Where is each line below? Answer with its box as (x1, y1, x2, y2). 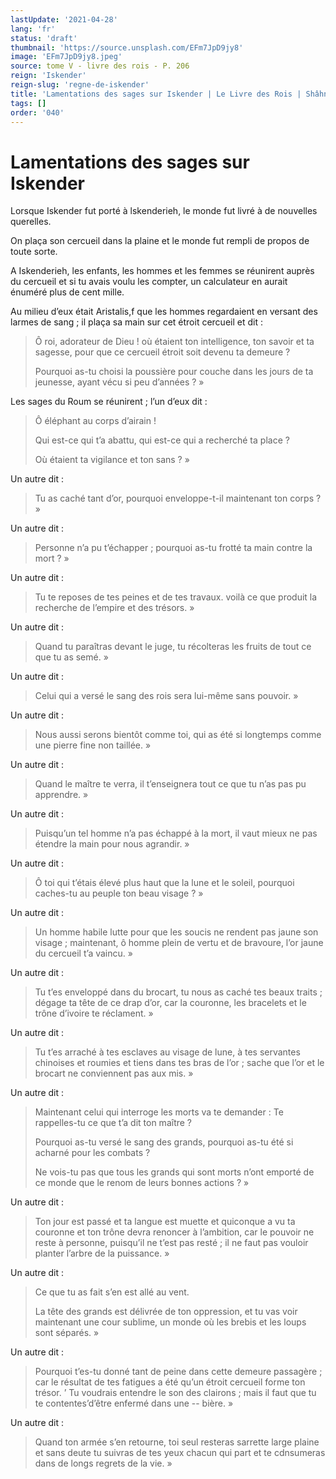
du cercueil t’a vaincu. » (34, 947, 133, 960)
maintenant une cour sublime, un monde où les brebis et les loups (34, 1316, 307, 1328)
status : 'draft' (10, 33, 78, 43)
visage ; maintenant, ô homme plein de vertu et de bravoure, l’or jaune (34, 937, 324, 949)
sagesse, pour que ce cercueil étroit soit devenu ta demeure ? (34, 346, 291, 358)
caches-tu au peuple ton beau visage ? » (34, 887, 204, 900)
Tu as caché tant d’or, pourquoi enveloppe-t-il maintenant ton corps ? (34, 492, 322, 505)
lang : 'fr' (10, 24, 56, 34)
